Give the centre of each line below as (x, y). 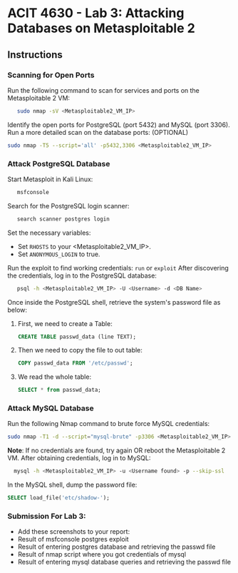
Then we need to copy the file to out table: (80, 350)
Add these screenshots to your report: (74, 532)
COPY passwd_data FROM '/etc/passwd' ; (75, 363)
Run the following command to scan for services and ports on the (103, 90)
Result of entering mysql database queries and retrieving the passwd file (124, 562)
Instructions (35, 55)
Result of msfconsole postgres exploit (73, 539)
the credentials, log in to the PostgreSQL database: (82, 275)
